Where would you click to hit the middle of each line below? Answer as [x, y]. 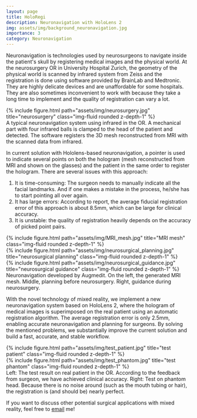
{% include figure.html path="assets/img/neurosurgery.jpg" [78, 110]
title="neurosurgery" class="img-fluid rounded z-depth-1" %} [81, 117]
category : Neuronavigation [39, 39]
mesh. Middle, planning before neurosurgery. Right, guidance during [89, 281]
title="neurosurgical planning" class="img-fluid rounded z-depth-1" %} [92, 256]
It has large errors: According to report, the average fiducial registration [101, 202]
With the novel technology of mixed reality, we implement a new [84, 299]
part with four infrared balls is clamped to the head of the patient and [89, 129]
